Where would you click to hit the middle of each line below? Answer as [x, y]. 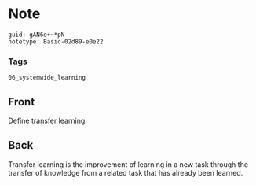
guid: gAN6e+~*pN [37, 35]
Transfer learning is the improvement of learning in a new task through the [128, 164]
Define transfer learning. [48, 121]
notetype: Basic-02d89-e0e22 [56, 41]
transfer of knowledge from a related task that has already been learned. [126, 172]
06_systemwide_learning [47, 78]
